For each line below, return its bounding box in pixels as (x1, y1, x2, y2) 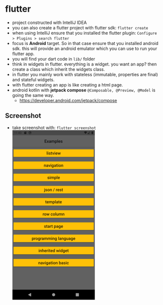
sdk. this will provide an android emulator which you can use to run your (12, 45, 157, 51)
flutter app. (12, 50, 35, 57)
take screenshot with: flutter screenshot (12, 125, 96, 131)
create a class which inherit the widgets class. (12, 66, 105, 72)
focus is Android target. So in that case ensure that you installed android (12, 40, 159, 46)
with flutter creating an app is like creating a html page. (12, 82, 123, 87)
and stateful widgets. (12, 77, 55, 83)
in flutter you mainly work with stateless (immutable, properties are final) (12, 71, 158, 77)
